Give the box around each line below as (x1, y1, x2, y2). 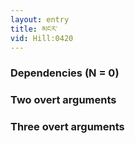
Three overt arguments (10, 120, 125, 134)
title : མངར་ (10, 24, 58, 34)
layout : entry (10, 14, 70, 25)
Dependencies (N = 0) (10, 66, 120, 80)
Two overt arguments (10, 93, 117, 107)
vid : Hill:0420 (10, 33, 74, 43)
